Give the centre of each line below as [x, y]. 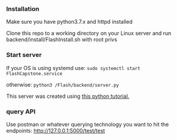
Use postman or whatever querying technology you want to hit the [88, 124]
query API [21, 112]
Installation [23, 9]
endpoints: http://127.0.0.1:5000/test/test [56, 131]
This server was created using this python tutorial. [68, 96]
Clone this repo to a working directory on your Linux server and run [89, 33]
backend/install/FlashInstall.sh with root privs [62, 40]
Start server [24, 55]
